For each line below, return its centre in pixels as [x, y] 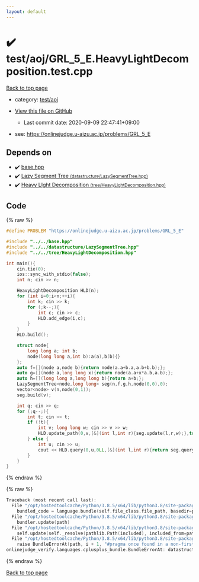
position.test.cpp [49, 71]
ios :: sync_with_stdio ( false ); [54, 274]
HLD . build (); [33, 335]
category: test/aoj [36, 99]
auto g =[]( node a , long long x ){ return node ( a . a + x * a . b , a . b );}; [95, 373]
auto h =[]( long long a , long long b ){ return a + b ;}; [81, 379]
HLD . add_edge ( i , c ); [62, 318]
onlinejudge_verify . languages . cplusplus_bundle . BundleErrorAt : [86, 550]
